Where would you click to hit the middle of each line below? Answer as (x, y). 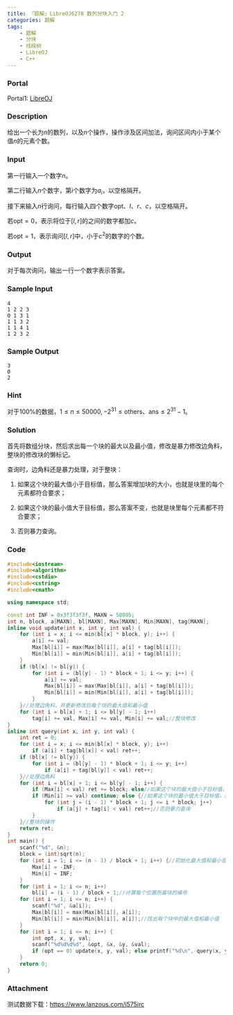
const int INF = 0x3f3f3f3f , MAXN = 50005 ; (71, 615)
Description (27, 116)
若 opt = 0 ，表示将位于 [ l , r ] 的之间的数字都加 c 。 (74, 221)
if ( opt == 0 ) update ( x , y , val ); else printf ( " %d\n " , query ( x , (127, 951)
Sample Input (30, 289)
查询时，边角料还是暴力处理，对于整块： (65, 469)
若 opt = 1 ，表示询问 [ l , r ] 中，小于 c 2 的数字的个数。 (78, 236)
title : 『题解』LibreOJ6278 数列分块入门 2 (66, 14)
